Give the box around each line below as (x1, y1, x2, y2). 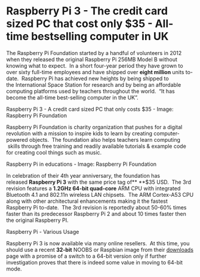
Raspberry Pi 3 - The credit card (6, 4, 168, 18)
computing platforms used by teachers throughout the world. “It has (6, 87, 175, 95)
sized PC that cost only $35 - (6, 17, 153, 31)
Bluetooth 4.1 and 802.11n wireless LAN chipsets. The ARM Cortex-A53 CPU (6, 191, 194, 198)
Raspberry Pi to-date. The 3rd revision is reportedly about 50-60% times (6, 203, 187, 211)
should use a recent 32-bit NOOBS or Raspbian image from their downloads (6, 246, 194, 253)
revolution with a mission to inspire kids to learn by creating (6, 130, 153, 137)
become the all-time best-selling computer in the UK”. (6, 94, 139, 101)
